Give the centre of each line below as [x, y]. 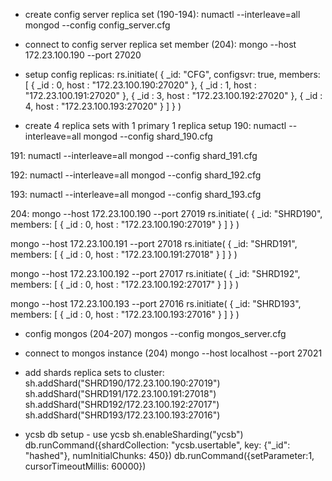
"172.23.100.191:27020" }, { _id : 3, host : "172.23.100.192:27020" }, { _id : [173, 95]
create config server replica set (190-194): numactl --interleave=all [162, 14]
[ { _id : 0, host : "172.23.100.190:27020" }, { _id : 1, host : [140, 85]
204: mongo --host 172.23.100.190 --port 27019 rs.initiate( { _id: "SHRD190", [166, 213]
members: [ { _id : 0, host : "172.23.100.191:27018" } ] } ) [124, 254]
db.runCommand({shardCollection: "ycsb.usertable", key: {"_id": [157, 445]
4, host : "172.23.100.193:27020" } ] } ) [103, 106]
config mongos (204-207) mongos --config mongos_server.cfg [155, 333]
